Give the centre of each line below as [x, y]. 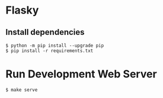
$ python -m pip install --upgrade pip [55, 45]
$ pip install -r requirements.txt [49, 51]
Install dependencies [45, 32]
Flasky [22, 10]
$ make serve [22, 90]
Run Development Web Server [81, 74]
